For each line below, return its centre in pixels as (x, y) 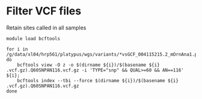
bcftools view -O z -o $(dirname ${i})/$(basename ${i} (89, 65)
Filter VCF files (44, 11)
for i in (17, 49)
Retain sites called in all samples (46, 28)
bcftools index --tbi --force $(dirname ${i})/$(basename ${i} (98, 80)
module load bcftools (33, 38)
